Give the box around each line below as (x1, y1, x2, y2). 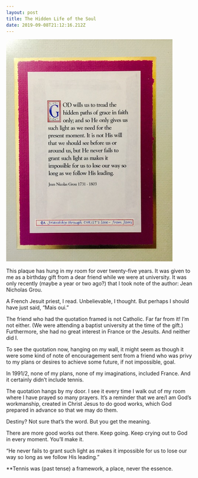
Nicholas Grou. (6, 286, 43, 293)
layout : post (6, 9, 38, 15)
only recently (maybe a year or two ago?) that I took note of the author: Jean (6, 280, 193, 287)
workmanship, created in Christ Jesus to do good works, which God (6, 400, 172, 408)
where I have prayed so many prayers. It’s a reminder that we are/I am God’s (6, 394, 191, 401)
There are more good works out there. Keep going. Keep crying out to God (6, 429, 188, 437)
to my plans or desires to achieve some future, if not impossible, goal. (6, 358, 176, 365)
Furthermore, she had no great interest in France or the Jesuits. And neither (6, 328, 190, 335)
